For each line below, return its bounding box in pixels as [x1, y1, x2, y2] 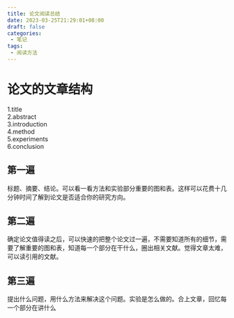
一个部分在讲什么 [7, 303, 56, 312]
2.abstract [7, 113, 37, 121]
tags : [7, 43, 23, 50]
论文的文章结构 [7, 82, 93, 98]
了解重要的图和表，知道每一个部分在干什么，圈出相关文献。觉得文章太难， [13, 244, 227, 252]
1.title [7, 105, 22, 113]
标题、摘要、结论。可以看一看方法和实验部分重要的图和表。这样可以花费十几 [7, 184, 227, 192]
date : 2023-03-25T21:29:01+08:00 [7, 17, 104, 24]
